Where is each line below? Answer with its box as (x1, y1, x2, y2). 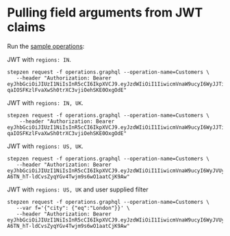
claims (7, 19, 46, 35)
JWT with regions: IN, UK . (7, 98, 84, 107)
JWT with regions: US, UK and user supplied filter (7, 185, 149, 193)
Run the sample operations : (7, 42, 85, 50)
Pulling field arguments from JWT (7, 5, 203, 21)
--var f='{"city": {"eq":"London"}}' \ (16, 204, 130, 211)
